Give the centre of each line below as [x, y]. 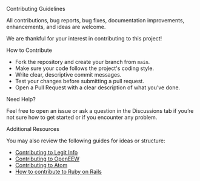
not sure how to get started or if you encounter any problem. [82, 117]
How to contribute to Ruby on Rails [58, 172]
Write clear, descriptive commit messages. [68, 75]
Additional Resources [33, 129]
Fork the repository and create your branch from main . [82, 62]
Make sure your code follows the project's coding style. [85, 68]
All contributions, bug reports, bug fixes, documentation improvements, [95, 20]
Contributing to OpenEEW [47, 159]
